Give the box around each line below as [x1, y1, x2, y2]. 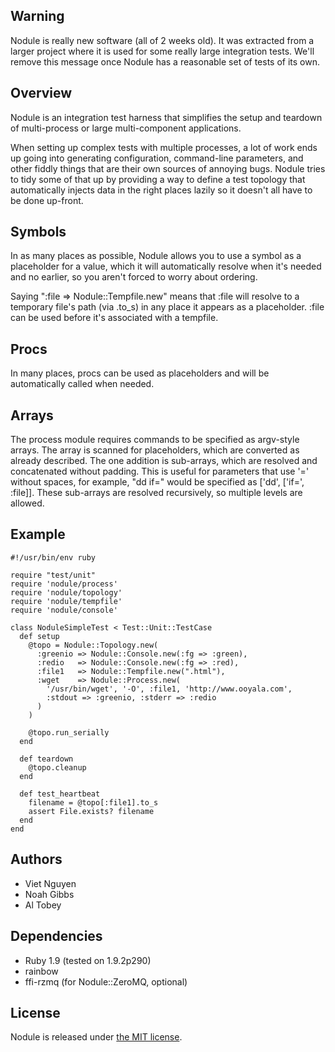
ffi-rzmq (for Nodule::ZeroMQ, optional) [24, 975, 188, 988]
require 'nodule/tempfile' [10, 596, 123, 606]
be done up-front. [10, 194, 84, 206]
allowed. [10, 497, 45, 509]
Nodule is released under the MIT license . [10, 1031, 183, 1043]
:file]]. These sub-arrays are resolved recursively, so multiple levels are [10, 487, 303, 499]
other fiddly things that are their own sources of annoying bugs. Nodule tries [10, 162, 326, 174]
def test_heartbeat [19, 789, 101, 799]
